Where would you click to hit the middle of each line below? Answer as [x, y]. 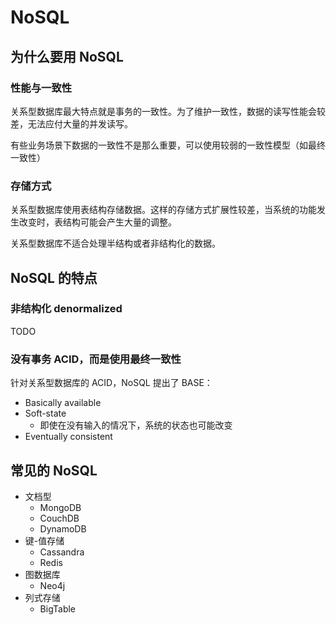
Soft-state [45, 413]
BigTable [58, 608]
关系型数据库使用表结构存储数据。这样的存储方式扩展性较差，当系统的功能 [163, 210]
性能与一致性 [41, 88]
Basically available [63, 403]
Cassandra [62, 552]
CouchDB [59, 518]
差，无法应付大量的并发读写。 [71, 123]
